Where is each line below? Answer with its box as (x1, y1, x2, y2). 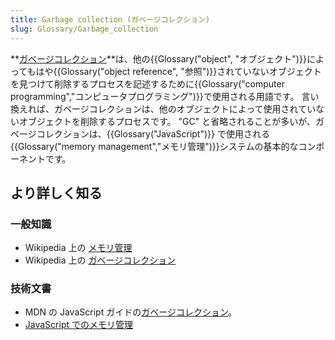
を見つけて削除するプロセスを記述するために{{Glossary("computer (10, 77, 285, 90)
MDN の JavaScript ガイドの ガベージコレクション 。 (24, 306, 238, 318)
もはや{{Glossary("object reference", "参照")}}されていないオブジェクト (26, 65, 322, 77)
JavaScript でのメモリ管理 (24, 319, 133, 331)
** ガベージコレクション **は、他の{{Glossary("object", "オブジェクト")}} (10, 52, 307, 65)
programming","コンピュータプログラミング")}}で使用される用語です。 (10, 90, 300, 102)
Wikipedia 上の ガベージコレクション (24, 254, 177, 266)
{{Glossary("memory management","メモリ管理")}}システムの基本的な (10, 140, 299, 152)
